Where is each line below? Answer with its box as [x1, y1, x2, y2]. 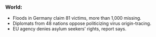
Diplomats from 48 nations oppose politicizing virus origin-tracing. [12, 20, 151, 26]
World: [5, 4, 23, 11]
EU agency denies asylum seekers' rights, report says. [12, 26, 127, 32]
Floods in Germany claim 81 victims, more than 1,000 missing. [12, 15, 142, 21]
